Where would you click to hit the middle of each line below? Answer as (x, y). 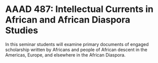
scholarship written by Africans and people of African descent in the (76, 49)
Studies (22, 30)
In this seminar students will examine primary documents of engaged (77, 44)
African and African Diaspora (68, 20)
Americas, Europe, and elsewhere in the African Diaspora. (65, 55)
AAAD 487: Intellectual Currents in (80, 9)
